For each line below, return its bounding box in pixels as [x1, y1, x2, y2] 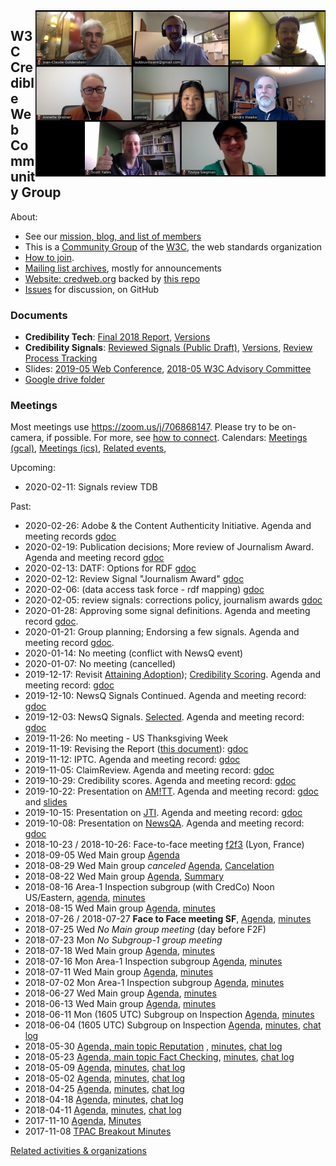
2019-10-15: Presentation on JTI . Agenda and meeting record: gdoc [24, 807, 303, 819]
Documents [10, 308, 68, 322]
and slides [24, 796, 68, 808]
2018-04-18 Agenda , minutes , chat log [24, 1094, 184, 1106]
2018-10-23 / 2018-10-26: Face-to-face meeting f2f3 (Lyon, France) [24, 839, 305, 851]
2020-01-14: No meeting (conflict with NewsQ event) [24, 647, 244, 659]
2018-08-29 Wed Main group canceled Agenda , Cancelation [24, 860, 275, 872]
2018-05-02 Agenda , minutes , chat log [24, 1072, 186, 1084]
